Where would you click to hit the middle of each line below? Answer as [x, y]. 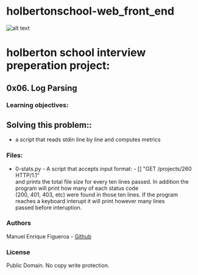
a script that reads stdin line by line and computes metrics [88, 140]
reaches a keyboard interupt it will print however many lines [90, 201]
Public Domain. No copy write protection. [58, 265]
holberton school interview [76, 53]
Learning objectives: [37, 105]
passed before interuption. [48, 207]
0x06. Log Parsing [42, 88]
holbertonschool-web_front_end [90, 11]
